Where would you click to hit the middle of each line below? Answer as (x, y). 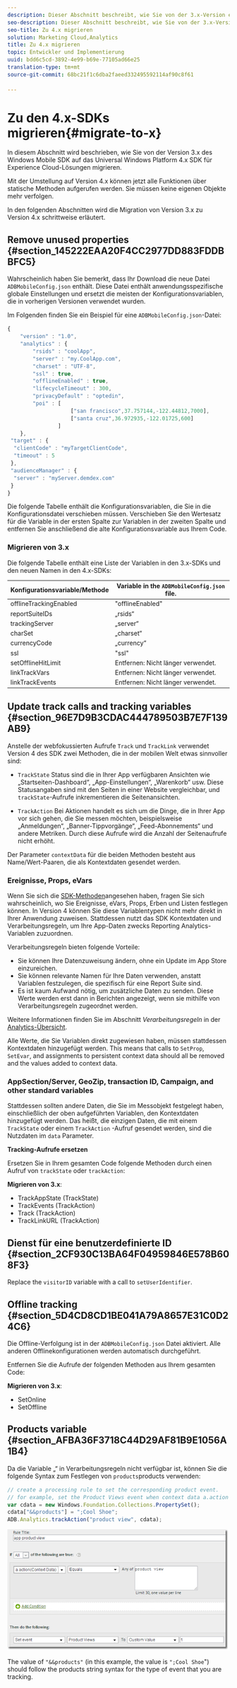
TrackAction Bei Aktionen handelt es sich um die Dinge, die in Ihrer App (121, 810)
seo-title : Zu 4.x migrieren (50, 30)
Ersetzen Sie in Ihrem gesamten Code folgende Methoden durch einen (110, 1163)
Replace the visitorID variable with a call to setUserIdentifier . (100, 1282)
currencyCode (31, 643)
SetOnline (32, 1399)
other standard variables (50, 1090)
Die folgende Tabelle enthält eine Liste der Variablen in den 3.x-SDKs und (114, 563)
